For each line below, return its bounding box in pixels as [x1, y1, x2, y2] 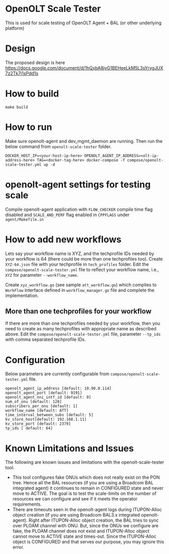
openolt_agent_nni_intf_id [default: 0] [5, 395, 92, 400]
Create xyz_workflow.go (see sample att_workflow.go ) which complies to [5, 281, 157, 288]
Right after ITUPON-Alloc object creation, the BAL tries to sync [28, 517, 159, 523]
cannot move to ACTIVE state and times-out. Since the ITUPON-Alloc [12, 533, 156, 539]
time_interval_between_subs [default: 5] [5, 413, 94, 418]
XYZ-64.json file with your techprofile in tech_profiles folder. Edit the [5, 261, 149, 267]
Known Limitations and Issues [5, 442, 134, 454]
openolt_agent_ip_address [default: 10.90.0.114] [5, 386, 112, 391]
